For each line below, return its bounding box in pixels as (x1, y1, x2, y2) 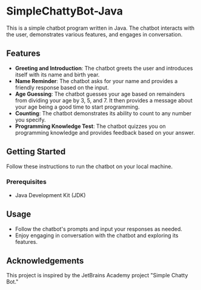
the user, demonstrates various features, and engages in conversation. (6, 30, 183, 38)
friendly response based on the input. (15, 84, 109, 91)
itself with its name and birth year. (15, 71, 100, 78)
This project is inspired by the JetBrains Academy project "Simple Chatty (6, 272, 188, 279)
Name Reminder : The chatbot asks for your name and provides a (15, 77, 178, 84)
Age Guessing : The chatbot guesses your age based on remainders (15, 90, 185, 98)
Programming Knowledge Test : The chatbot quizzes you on (15, 123, 166, 130)
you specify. (15, 116, 46, 123)
